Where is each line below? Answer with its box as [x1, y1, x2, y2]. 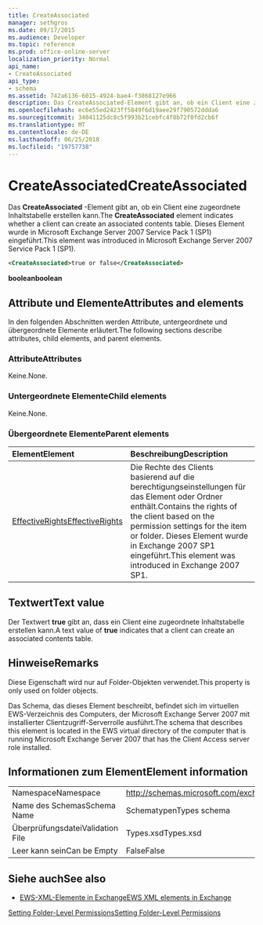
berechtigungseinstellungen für [130, 481, 247, 492]
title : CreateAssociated [8, 11, 89, 20]
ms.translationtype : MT [8, 121, 86, 129]
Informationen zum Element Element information [8, 765, 248, 778]
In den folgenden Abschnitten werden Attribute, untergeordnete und [8, 317, 228, 326]
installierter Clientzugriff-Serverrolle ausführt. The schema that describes [8, 717, 243, 727]
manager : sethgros [8, 19, 68, 27]
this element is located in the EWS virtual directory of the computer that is [8, 726, 247, 735]
